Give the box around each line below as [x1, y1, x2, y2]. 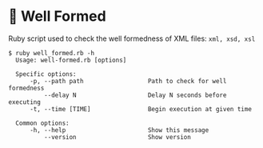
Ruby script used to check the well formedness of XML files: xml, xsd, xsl [8, 34, 256, 43]
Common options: [15, 119, 70, 127]
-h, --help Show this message [29, 126, 209, 134]
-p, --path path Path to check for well [29, 77, 227, 85]
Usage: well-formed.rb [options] [15, 56, 127, 64]
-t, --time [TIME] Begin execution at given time [29, 105, 252, 113]
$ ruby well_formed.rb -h [8, 49, 94, 57]
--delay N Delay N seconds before [43, 91, 227, 99]
